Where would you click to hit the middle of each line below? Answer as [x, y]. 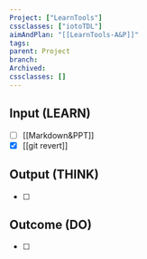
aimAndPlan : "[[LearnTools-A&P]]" [74, 34]
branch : [24, 60]
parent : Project [40, 52]
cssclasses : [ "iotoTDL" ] [56, 26]
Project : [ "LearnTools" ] [56, 18]
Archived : [28, 69]
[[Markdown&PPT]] [58, 135]
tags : [19, 43]
